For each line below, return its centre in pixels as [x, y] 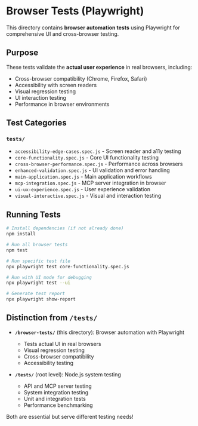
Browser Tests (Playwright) [75, 11]
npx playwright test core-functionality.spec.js [68, 266]
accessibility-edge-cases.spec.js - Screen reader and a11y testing [98, 151]
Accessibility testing [48, 363]
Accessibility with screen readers [56, 85]
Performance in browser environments [62, 104]
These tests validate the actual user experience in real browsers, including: [99, 67]
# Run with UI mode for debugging [49, 277]
